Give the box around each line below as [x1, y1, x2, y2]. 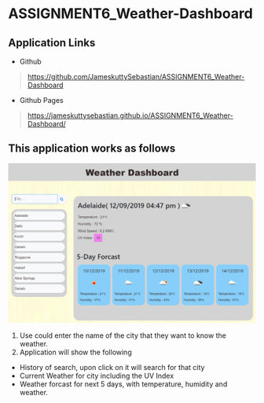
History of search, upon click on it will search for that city [19, 363, 205, 372]
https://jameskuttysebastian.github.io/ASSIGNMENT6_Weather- [27, 111, 233, 120]
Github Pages [19, 96, 64, 104]
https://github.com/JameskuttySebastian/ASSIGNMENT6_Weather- [27, 72, 245, 81]
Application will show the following [19, 347, 132, 357]
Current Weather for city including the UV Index [19, 371, 174, 381]
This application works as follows [8, 142, 176, 156]
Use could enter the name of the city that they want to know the [19, 331, 226, 340]
